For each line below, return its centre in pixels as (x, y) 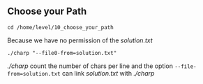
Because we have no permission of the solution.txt (80, 40)
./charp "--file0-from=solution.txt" (62, 53)
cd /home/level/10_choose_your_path (60, 27)
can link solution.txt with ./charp (108, 73)
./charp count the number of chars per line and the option (90, 66)
